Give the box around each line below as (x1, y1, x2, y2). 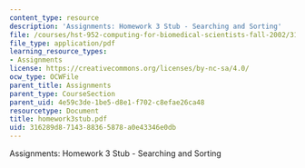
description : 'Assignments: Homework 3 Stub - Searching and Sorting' (9, 22, 282, 31)
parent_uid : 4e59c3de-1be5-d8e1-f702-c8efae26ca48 (9, 97, 205, 107)
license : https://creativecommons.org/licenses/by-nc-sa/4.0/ (9, 64, 250, 74)
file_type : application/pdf (9, 38, 116, 48)
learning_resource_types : (9, 47, 107, 56)
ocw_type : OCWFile (9, 73, 79, 82)
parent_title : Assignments (9, 81, 112, 90)
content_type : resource (9, 13, 100, 23)
